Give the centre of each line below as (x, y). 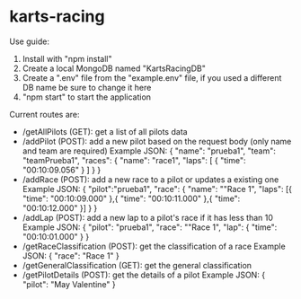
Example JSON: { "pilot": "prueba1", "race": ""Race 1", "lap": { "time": (150, 227)
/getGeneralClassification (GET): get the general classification (137, 265)
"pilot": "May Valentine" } (69, 284)
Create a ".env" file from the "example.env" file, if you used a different (152, 77)
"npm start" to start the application (86, 97)
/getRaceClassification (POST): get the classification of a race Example (154, 246)
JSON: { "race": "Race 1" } (71, 255)
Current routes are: (44, 114)
